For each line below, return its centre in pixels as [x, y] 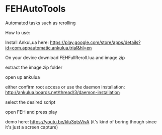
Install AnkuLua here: [27, 42]
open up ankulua [23, 77]
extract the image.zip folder [34, 67]
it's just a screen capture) [32, 127]
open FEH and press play [31, 112]
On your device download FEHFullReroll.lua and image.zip [65, 57]
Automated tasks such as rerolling [40, 23]
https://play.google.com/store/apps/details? [95, 42]
